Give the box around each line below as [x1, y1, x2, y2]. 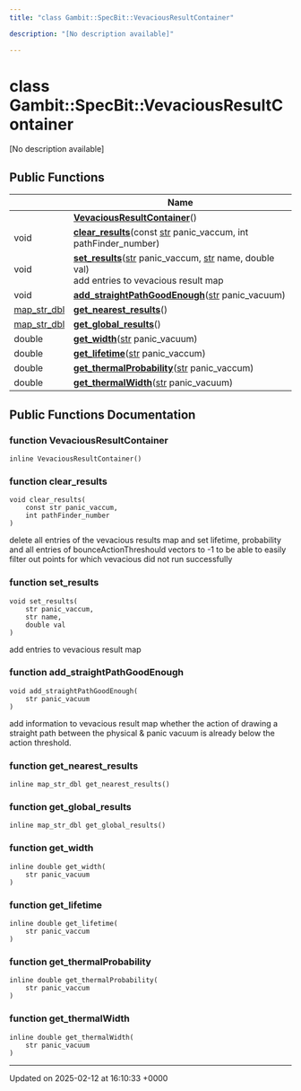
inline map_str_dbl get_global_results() [9, 821, 167, 831]
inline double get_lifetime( [9, 919, 118, 928]
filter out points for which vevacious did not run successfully [9, 554, 233, 565]
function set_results [9, 576, 99, 589]
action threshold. [9, 737, 72, 748]
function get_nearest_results [9, 760, 139, 772]
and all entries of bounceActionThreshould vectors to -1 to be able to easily [9, 544, 287, 555]
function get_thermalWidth [9, 1012, 130, 1025]
